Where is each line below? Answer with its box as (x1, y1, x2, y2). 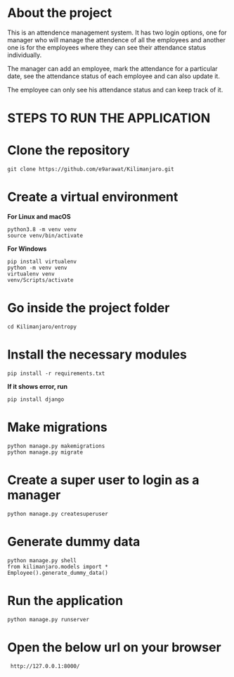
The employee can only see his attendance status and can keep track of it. (7, 85, 223, 94)
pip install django (7, 396, 65, 403)
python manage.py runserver (7, 616, 90, 623)
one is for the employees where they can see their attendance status (7, 43, 206, 51)
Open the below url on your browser (7, 639, 221, 655)
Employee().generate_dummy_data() (7, 569, 109, 576)
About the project (7, 5, 112, 21)
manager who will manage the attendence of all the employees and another (7, 35, 226, 44)
